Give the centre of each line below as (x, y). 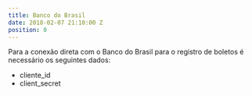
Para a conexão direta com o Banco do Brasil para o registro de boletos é (126, 52)
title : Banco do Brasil (47, 15)
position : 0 (27, 30)
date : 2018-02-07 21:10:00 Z (56, 23)
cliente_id (35, 76)
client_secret (40, 83)
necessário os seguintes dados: (59, 60)
